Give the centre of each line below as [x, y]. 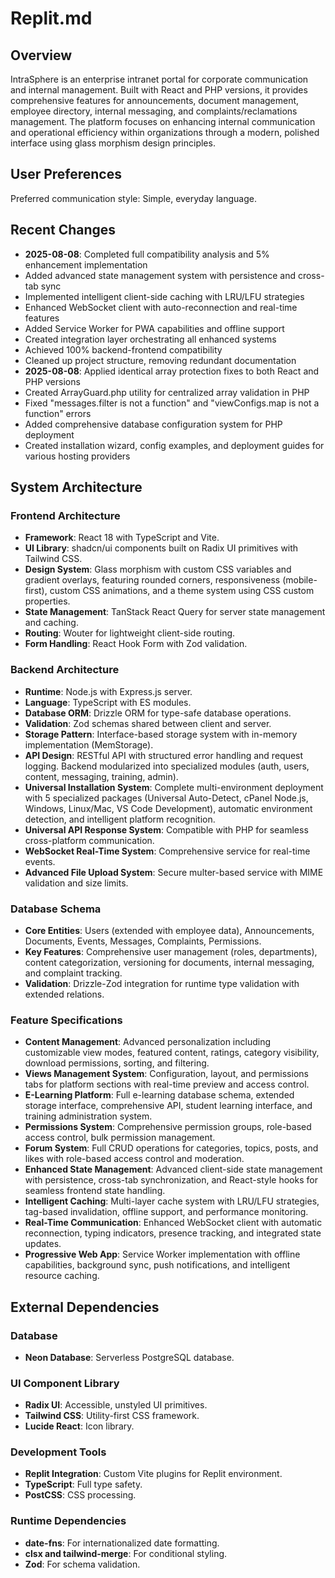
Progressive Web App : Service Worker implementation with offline [162, 1254]
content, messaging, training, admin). [101, 776]
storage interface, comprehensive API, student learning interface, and [168, 1106]
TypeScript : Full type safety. [83, 1484]
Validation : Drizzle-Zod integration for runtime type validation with [162, 983]
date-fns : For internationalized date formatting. [122, 1543]
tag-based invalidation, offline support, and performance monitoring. [166, 1212]
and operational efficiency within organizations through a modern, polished [165, 132]
